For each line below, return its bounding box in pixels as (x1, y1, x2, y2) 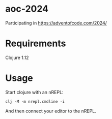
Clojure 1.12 (5, 54, 29, 61)
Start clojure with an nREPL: (5, 89, 64, 95)
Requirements (5, 38, 66, 49)
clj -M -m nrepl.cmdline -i (5, 99, 65, 104)
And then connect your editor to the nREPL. (5, 108, 97, 114)
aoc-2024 (5, 3, 49, 15)
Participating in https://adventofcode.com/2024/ (5, 20, 107, 26)
